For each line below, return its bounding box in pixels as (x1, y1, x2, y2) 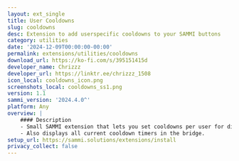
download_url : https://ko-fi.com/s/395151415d (7, 57, 148, 64)
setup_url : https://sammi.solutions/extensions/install (7, 136, 176, 143)
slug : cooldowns (7, 24, 55, 31)
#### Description (20, 116, 72, 123)
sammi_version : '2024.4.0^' (7, 97, 91, 104)
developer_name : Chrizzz (7, 63, 81, 71)
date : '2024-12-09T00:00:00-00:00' (7, 43, 113, 51)
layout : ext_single (7, 10, 65, 18)
